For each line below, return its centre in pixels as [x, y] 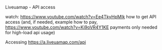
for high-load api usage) [30, 32]
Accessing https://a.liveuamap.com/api [46, 42]
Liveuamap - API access [30, 7]
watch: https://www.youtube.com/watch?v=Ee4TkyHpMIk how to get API [81, 17]
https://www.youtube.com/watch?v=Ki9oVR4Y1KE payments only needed [81, 27]
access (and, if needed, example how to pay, [51, 22]
